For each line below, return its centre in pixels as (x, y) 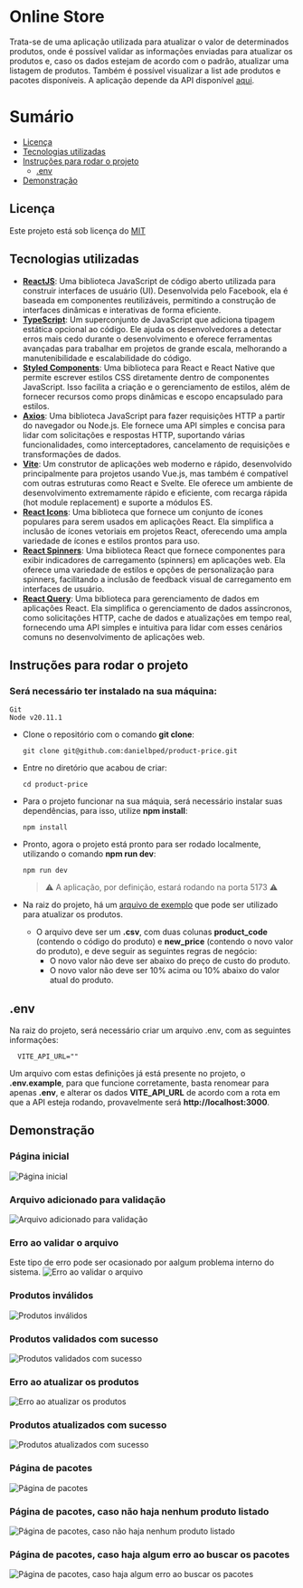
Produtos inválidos (52, 1296)
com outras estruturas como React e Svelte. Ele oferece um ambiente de (158, 483)
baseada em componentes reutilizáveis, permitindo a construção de (149, 300)
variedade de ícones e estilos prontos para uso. (111, 540)
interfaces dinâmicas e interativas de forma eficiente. (122, 310)
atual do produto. (81, 981)
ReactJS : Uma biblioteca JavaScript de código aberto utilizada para (149, 281)
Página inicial (39, 1156)
